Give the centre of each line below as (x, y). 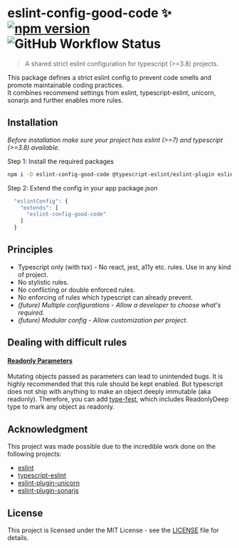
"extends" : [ (39, 208)
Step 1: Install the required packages (60, 161)
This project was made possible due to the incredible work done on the (111, 447)
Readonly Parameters (40, 360)
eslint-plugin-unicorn (49, 483)
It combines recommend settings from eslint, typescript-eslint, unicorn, (112, 92)
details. (18, 538)
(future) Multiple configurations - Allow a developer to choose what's (119, 305)
